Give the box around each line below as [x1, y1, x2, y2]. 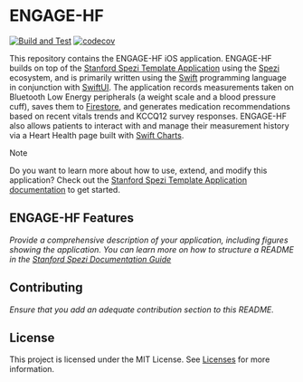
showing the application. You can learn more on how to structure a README [9, 244, 294, 254]
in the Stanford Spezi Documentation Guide [9, 253, 172, 264]
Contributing [9, 280, 83, 295]
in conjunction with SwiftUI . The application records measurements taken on [9, 81, 294, 92]
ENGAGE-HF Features [9, 210, 134, 226]
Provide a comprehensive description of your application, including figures [9, 234, 289, 245]
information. [9, 364, 55, 375]
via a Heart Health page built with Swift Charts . [9, 129, 185, 140]
